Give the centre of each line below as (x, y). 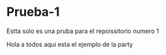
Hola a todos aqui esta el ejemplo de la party (70, 44)
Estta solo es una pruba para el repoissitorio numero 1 (83, 31)
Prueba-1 (33, 12)
